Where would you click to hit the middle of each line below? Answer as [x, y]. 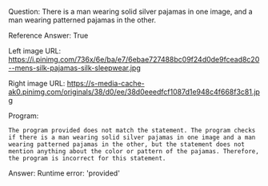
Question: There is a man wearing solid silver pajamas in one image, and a [131, 12]
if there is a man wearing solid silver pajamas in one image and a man [132, 137]
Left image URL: [35, 51]
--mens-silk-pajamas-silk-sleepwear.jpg [75, 68]
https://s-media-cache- [106, 83]
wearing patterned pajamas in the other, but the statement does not [127, 144]
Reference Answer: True [48, 36]
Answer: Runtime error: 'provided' [64, 173]
